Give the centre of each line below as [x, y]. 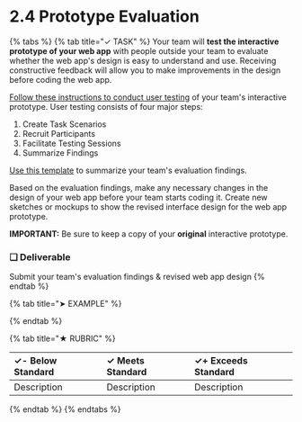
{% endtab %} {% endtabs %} [65, 409]
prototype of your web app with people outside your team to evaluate [139, 50]
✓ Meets [126, 361]
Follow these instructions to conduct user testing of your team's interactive [148, 97]
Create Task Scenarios [64, 124]
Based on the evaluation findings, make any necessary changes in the [139, 187]
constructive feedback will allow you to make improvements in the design [145, 70]
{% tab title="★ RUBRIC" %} [62, 338]
